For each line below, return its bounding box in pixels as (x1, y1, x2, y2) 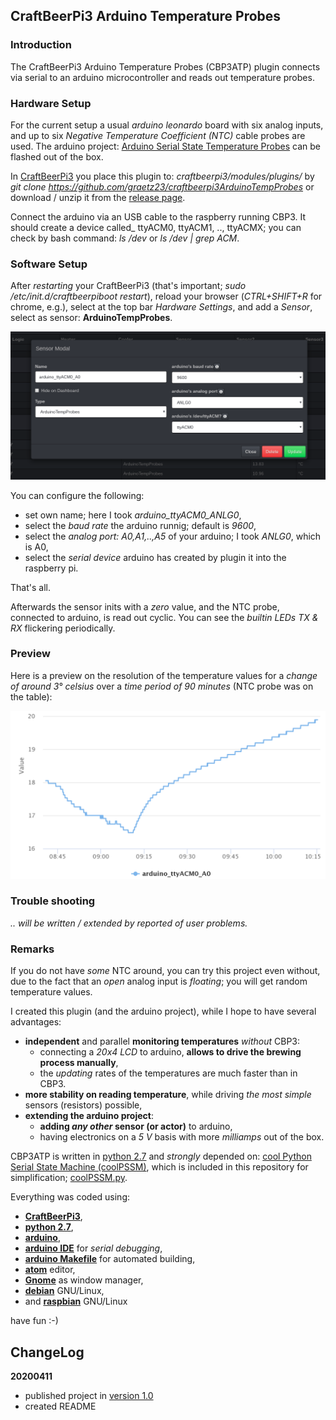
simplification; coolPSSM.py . (10, 1172, 128, 1184)
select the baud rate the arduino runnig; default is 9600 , (24, 519, 257, 531)
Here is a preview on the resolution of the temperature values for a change (10, 669, 318, 681)
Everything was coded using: (10, 1191, 131, 1203)
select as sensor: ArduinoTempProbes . (10, 312, 173, 324)
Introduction (10, 38, 72, 52)
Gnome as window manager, (24, 1274, 144, 1286)
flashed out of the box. (10, 150, 104, 163)
